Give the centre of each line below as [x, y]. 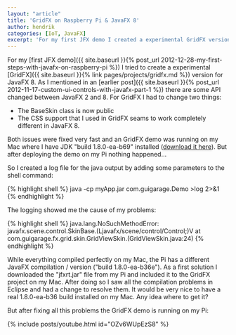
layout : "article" [34, 14]
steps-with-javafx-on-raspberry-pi [57, 67]
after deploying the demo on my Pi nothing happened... [87, 155]
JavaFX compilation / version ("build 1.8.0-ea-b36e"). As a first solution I [112, 267]
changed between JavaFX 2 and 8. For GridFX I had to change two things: [114, 97]
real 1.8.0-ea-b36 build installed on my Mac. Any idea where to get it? [108, 297]
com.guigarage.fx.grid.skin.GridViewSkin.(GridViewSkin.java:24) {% [106, 239]
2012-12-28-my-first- [191, 60]
